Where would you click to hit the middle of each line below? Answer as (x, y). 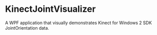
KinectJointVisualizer (50, 9)
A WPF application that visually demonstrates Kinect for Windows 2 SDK (78, 23)
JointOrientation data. (27, 28)
